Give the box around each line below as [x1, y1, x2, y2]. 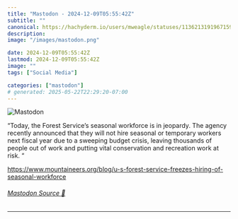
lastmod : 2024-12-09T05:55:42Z [7, 56, 100, 64]
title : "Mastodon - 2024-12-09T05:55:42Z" [7, 10, 135, 18]
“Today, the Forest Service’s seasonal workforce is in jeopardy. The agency [7, 122, 227, 130]
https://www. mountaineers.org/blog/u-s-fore [7, 165, 138, 174]
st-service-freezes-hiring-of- [137, 165, 223, 174]
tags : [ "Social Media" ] [7, 69, 78, 76]
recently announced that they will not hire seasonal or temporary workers [7, 129, 222, 138]
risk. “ [7, 151, 25, 160]
